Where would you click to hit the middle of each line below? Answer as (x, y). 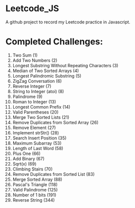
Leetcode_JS (32, 9)
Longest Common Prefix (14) (41, 107)
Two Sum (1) (25, 55)
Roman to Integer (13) (34, 102)
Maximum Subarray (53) (37, 143)
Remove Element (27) (34, 128)
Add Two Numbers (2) (35, 60)
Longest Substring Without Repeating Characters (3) (65, 65)
